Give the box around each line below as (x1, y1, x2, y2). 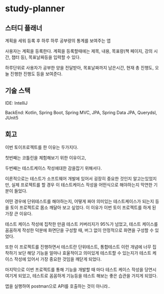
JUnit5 (5, 115, 19, 120)
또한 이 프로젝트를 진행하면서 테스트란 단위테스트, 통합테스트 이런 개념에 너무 (5, 244, 152, 250)
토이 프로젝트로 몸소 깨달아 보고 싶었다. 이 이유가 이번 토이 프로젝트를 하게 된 (10, 205, 157, 210)
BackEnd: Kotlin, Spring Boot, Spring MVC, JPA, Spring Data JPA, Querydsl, (5, 109, 157, 116)
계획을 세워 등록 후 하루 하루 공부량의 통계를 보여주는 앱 (5, 38, 111, 43)
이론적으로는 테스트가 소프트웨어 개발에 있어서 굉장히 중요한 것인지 (5, 176, 132, 181)
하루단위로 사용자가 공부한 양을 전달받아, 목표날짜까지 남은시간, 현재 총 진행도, (5, 65, 154, 70)
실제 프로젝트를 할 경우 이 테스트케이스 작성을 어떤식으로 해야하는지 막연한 (11, 181, 153, 187)
